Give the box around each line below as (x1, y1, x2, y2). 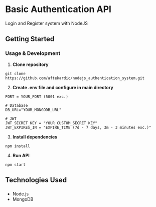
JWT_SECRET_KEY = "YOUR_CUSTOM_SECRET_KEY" (5, 120, 98, 125)
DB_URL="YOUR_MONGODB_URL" (5, 107, 62, 112)
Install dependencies (12, 133, 58, 140)
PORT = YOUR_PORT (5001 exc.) (5, 94, 69, 99)
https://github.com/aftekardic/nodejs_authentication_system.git (5, 76, 144, 81)
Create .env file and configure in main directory (12, 84, 114, 90)
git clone (5, 71, 26, 76)
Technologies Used (5, 176, 67, 184)
